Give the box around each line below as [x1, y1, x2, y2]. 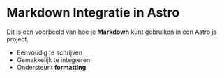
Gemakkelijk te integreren [16, 55, 91, 64]
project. [6, 35, 29, 43]
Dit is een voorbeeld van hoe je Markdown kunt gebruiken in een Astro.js [6, 28, 217, 36]
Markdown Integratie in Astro [6, 5, 180, 21]
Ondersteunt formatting [16, 63, 87, 71]
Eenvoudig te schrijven [16, 48, 83, 57]
